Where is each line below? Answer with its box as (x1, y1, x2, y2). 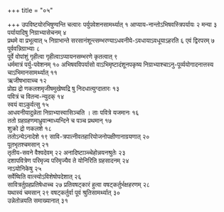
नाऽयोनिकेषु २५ (7, 164, 42, 173)
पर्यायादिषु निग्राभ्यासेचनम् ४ (7, 28, 67, 36)
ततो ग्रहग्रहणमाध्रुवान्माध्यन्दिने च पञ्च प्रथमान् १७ (7, 117, 112, 124)
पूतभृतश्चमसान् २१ (7, 140, 49, 149)
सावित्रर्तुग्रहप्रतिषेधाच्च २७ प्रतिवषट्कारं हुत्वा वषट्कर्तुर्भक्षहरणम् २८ (7, 181, 151, 189)
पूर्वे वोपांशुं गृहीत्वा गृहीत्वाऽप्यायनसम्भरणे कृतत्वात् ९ (7, 53, 118, 60)
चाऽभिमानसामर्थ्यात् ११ (7, 68, 58, 77)
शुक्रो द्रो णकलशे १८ (7, 124, 52, 132)
